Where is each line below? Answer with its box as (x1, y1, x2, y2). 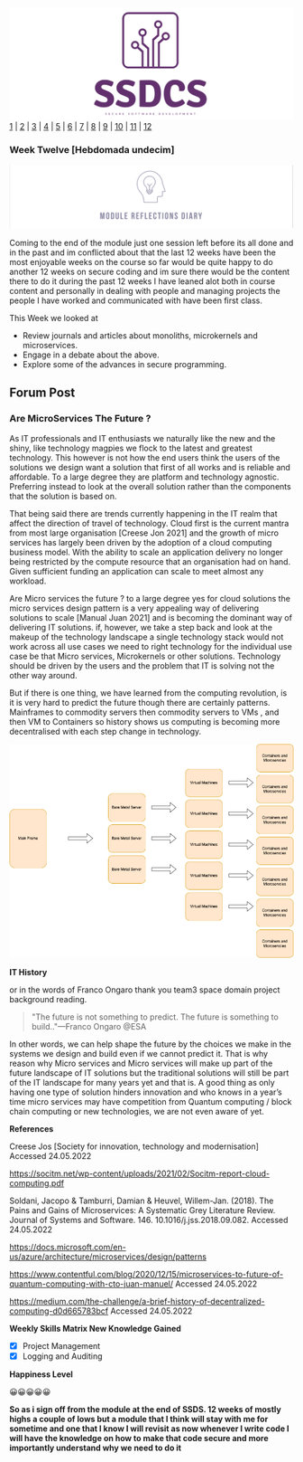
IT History (9, 966, 48, 977)
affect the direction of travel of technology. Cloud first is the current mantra (9, 517, 289, 528)
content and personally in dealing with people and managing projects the (9, 285, 281, 296)
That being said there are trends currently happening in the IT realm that (9, 508, 278, 518)
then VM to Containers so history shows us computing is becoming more (9, 716, 280, 726)
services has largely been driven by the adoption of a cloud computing (9, 536, 272, 547)
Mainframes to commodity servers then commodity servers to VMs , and (9, 707, 280, 717)
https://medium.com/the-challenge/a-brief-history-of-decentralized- (9, 1296, 265, 1306)
